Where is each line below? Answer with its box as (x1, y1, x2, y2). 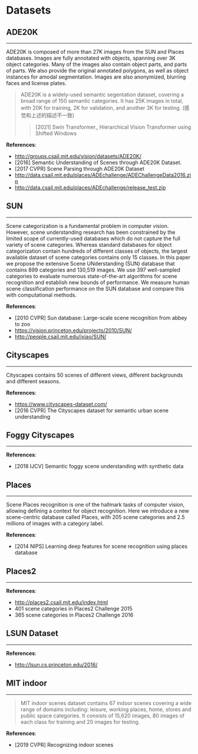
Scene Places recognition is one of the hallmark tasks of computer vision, (6, 501, 185, 508)
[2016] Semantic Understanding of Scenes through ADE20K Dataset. (14, 159, 182, 166)
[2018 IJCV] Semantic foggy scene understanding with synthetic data (14, 463, 184, 470)
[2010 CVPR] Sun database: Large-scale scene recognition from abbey (14, 314, 187, 321)
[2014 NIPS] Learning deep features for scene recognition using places (14, 543, 187, 550)
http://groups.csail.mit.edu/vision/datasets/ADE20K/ (14, 153, 141, 159)
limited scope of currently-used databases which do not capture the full (6, 234, 181, 242)
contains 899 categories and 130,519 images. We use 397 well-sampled (6, 266, 181, 273)
